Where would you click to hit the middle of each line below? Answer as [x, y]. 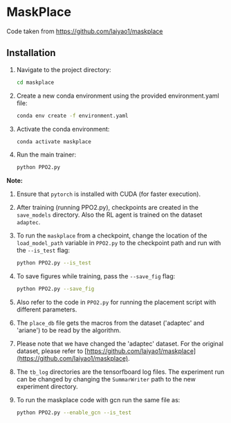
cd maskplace [35, 82]
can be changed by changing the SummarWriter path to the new [106, 379]
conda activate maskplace [54, 142]
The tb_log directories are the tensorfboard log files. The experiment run [120, 372]
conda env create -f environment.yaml [72, 116]
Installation [31, 53]
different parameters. [47, 309]
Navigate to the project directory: [64, 69]
